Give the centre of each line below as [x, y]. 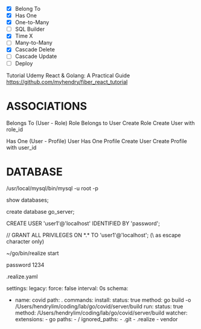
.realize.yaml [22, 276]
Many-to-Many [33, 43]
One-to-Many [32, 22]
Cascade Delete [35, 50]
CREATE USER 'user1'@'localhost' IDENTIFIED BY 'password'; [83, 223]
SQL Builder [30, 29]
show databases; [27, 200]
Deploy [24, 63]
